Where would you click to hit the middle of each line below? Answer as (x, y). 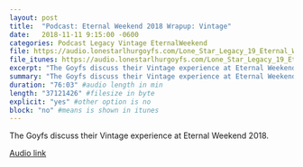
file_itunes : (34, 60)
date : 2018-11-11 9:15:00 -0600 (74, 34)
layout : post (34, 18)
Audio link (28, 153)
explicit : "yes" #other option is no (80, 102)
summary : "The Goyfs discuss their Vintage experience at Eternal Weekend (153, 77)
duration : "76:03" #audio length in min (87, 85)
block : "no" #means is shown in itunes (84, 110)
